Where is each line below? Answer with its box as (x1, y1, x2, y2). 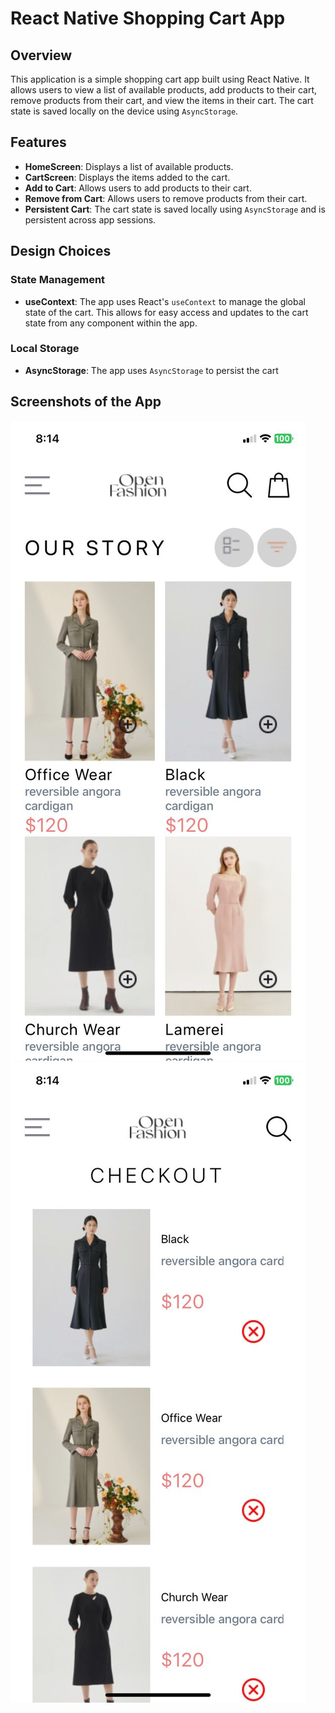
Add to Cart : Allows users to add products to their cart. (24, 182, 252, 194)
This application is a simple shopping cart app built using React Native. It (10, 73, 310, 85)
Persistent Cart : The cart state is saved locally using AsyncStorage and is (24, 203, 326, 215)
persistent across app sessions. (24, 213, 157, 226)
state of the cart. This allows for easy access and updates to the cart (24, 306, 309, 318)
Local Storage (10, 342, 80, 356)
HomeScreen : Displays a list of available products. (24, 160, 234, 172)
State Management (10, 273, 106, 287)
